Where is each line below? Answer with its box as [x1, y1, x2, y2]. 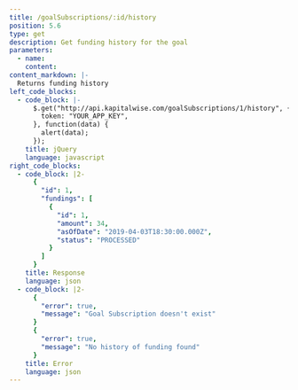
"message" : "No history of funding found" [41, 342, 200, 351]
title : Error [25, 359, 74, 368]
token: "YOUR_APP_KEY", [41, 112, 129, 121]
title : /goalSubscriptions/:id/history [9, 12, 157, 22]
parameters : [9, 46, 53, 55]
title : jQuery [25, 144, 77, 153]
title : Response [25, 269, 86, 277]
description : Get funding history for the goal [9, 37, 189, 47]
